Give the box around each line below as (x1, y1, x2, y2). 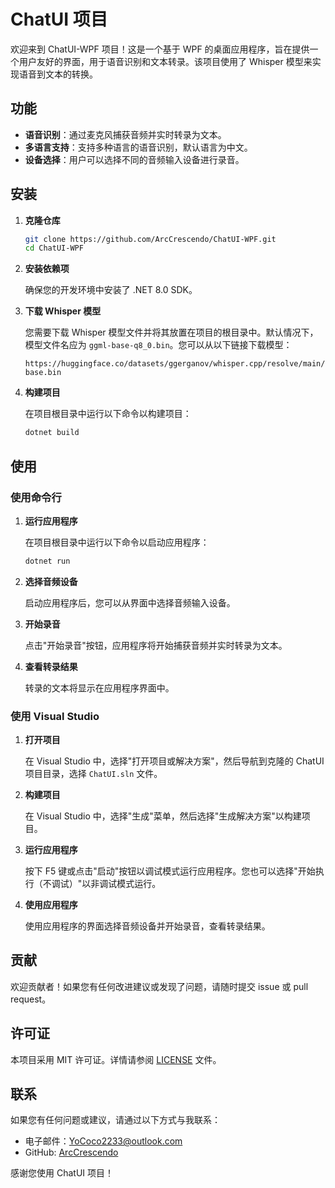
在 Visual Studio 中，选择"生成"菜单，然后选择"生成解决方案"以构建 (24, 810, 302, 822)
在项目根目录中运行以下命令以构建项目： (24, 408, 192, 420)
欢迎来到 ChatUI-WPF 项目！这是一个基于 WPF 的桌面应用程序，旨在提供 (10, 43, 310, 55)
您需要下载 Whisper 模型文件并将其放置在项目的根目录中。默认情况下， (24, 326, 319, 339)
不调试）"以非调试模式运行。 (42, 878, 162, 890)
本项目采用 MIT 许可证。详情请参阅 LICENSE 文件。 (10, 1053, 222, 1065)
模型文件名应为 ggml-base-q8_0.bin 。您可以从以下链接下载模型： (24, 339, 293, 351)
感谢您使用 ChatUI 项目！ (10, 1167, 114, 1179)
